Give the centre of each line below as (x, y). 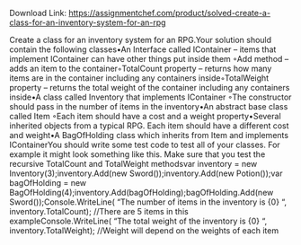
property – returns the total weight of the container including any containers (150, 87)
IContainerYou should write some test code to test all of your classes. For (145, 144)
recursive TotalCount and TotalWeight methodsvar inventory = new (133, 164)
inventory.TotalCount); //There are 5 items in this (99, 211)
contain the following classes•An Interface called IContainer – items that (143, 49)
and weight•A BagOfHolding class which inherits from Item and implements (149, 135)
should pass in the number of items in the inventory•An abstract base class (149, 106)
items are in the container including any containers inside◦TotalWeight (139, 78)
